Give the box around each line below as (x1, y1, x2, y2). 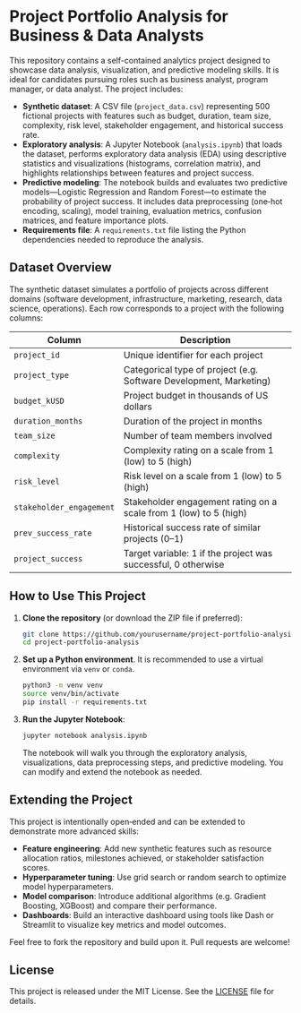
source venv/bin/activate (21, 690, 119, 699)
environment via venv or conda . (21, 664, 135, 674)
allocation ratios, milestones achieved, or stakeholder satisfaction (21, 853, 264, 863)
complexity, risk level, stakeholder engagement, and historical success (21, 119, 284, 131)
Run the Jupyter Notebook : (21, 714, 125, 725)
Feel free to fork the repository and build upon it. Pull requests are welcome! (9, 936, 291, 947)
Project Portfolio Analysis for (9, 6, 228, 27)
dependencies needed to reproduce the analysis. (21, 234, 204, 245)
